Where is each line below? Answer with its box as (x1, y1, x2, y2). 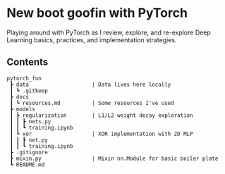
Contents (6, 56, 49, 68)
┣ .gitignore (9, 149, 49, 156)
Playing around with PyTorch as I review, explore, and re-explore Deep (6, 28, 211, 37)
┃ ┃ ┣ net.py (9, 136, 49, 144)
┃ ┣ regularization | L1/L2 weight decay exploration (9, 111, 193, 119)
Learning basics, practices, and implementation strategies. (6, 35, 177, 44)
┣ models (9, 106, 36, 113)
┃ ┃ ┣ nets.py (9, 118, 51, 125)
